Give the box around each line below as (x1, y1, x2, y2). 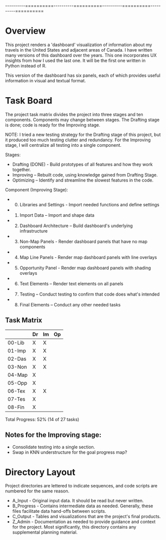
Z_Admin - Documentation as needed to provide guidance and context (12, 519, 156, 525)
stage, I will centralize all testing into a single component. (5, 142, 122, 148)
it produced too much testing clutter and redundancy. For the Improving (5, 137, 151, 143)
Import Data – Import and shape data (19, 212, 95, 218)
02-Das (7, 355, 27, 362)
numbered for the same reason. (5, 488, 70, 494)
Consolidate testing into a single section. (12, 444, 95, 450)
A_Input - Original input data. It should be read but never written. (12, 498, 144, 504)
